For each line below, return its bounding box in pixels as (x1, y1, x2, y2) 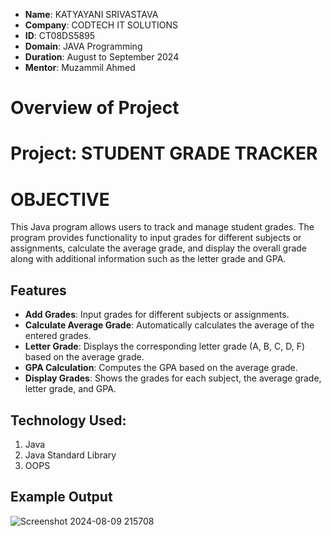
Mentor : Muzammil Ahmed (24, 62, 136, 73)
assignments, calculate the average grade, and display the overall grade (10, 242, 308, 254)
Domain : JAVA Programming (24, 40, 143, 52)
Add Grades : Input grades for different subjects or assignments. (24, 309, 290, 321)
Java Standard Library (24, 449, 117, 461)
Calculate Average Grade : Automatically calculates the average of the (24, 319, 315, 331)
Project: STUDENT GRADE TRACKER (10, 142, 318, 165)
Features (10, 282, 67, 299)
